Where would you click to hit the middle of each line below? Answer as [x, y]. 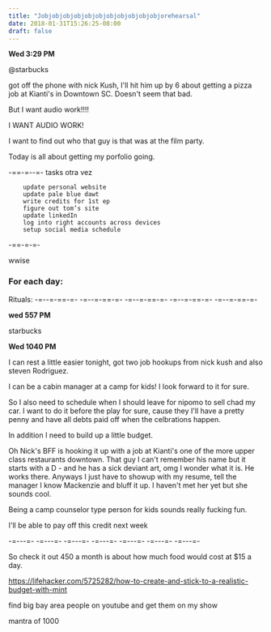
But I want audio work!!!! [49, 109]
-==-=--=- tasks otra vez [51, 173]
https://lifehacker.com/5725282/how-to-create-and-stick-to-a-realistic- [129, 581]
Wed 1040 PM [32, 346]
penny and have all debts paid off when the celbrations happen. [114, 419]
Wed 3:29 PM [32, 54]
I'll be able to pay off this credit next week [78, 525]
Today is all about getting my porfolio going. [82, 157]
